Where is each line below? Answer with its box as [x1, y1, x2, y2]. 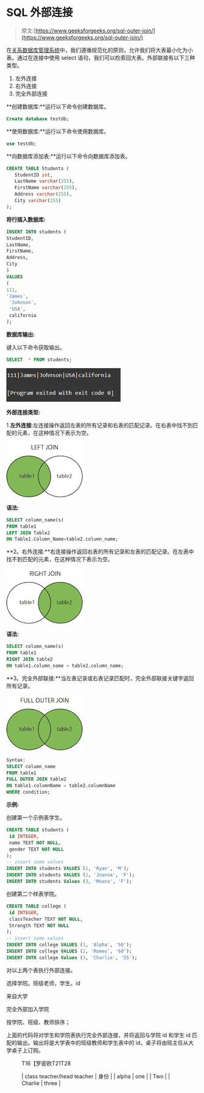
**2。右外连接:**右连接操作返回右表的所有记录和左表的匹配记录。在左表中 [6, 548, 194, 556]
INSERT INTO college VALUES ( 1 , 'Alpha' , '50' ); [6, 942, 132, 948]
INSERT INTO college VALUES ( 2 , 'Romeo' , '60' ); [6, 948, 132, 954]
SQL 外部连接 [6, 5, 73, 20]
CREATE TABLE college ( [6, 903, 67, 909]
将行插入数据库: [6, 216, 46, 223]
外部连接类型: [6, 409, 41, 416]
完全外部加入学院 [6, 1005, 49, 1012]
